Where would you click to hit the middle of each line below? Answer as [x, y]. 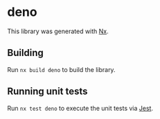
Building [25, 53]
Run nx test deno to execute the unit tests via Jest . [80, 108]
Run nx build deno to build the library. [61, 69]
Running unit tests [47, 92]
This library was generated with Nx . [58, 31]
